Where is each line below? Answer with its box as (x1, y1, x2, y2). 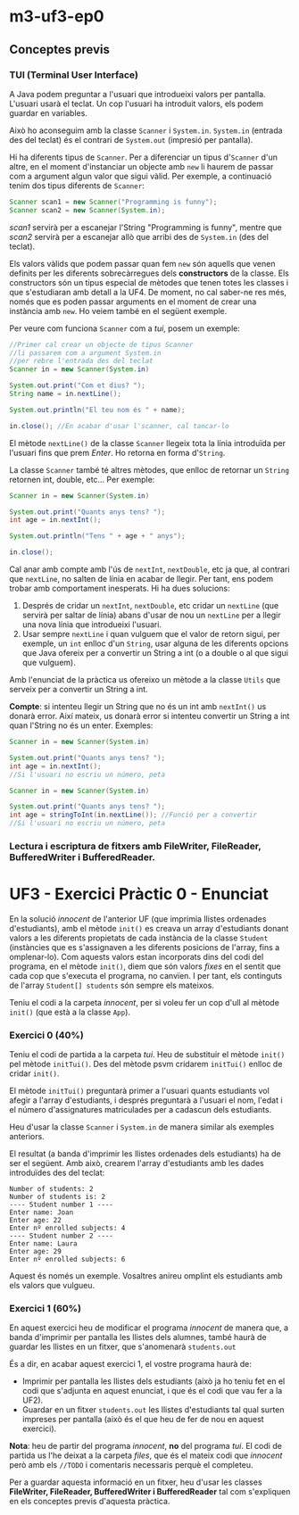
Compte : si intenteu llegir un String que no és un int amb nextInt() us (9, 701, 267, 711)
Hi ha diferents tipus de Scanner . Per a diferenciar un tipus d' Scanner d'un (9, 152, 278, 162)
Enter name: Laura (9, 1239, 78, 1248)
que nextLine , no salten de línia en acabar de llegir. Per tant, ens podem (9, 574, 274, 584)
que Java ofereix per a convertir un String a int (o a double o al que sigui (21, 648, 288, 658)
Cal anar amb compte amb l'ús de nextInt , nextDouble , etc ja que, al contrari (9, 564, 290, 575)
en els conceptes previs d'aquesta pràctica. (9, 1496, 170, 1507)
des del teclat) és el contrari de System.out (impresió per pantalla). (9, 134, 253, 145)
